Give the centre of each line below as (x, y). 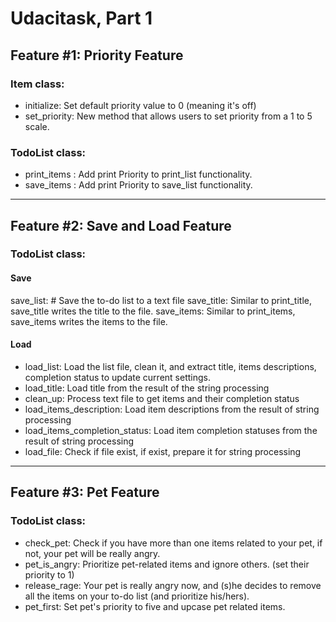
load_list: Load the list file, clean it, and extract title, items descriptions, (170, 366)
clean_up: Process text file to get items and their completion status (162, 398)
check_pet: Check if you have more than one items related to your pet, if (173, 543)
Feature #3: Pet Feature (85, 492)
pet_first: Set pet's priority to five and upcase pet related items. (155, 606)
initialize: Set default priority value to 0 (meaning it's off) (140, 105)
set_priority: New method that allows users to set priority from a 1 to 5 (168, 116)
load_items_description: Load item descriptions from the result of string (172, 409)
